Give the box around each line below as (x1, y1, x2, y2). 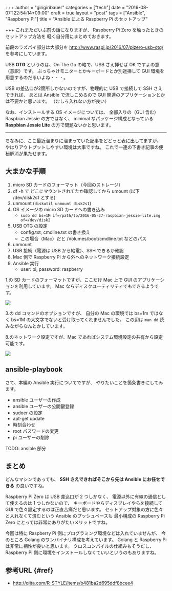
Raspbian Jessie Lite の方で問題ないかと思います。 (5, 122, 114, 128)
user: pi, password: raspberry (20, 266, 83, 272)
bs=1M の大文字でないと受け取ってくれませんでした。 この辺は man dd (11, 316, 159, 323)
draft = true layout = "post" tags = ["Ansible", (50, 10, 146, 16)
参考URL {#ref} (5, 566, 54, 575)
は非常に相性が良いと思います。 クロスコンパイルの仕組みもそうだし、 (5, 543, 155, 549)
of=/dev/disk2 (20, 217, 51, 223)
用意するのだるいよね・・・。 (5, 75, 68, 80)
